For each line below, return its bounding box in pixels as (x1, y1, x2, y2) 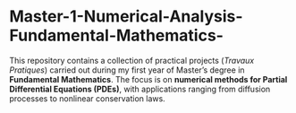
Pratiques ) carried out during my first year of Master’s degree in (9, 65, 245, 75)
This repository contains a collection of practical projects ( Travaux (9, 55, 255, 65)
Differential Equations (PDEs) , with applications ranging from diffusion (9, 83, 271, 94)
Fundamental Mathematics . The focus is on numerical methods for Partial (9, 74, 288, 84)
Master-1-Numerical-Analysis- (9, 6, 243, 27)
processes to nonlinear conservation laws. (9, 92, 165, 104)
